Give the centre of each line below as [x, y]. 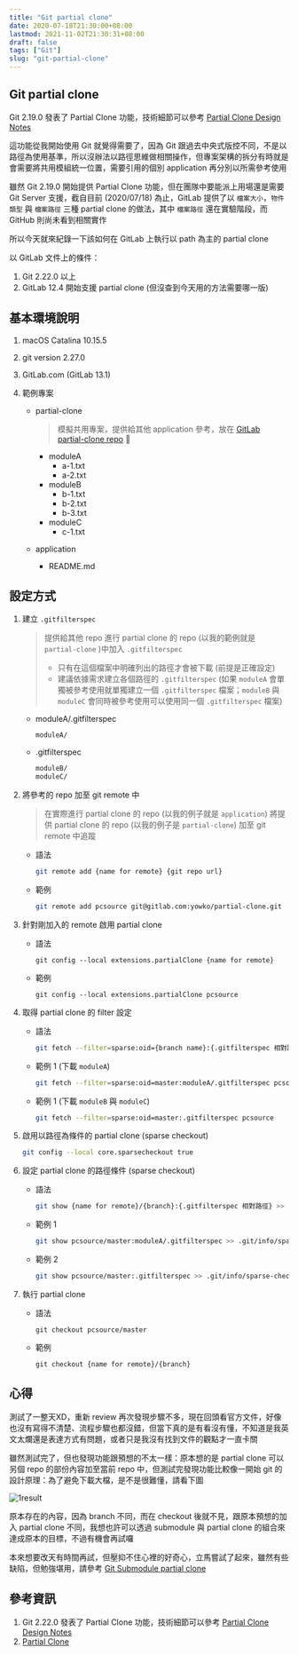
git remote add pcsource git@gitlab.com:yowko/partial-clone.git [158, 907]
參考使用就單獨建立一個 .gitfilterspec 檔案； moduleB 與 [176, 690]
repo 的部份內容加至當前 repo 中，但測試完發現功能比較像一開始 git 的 [154, 1469]
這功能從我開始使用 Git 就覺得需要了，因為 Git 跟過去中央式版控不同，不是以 [148, 145]
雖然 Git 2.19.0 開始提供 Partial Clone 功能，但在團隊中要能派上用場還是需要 [147, 186]
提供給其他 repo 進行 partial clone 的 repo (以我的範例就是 [150, 638]
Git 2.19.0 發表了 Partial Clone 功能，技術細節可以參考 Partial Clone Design [145, 117]
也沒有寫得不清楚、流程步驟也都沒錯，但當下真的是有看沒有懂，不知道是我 [145, 1428]
